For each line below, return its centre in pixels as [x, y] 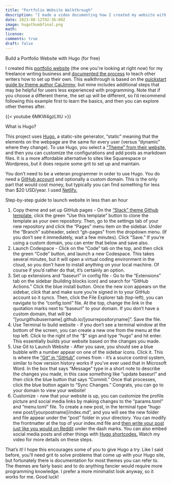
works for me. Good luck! [32, 477]
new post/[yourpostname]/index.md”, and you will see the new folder [86, 412]
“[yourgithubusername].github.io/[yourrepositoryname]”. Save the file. [87, 319]
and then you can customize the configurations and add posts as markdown [86, 153]
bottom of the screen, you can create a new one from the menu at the [87, 330]
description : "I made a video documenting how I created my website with [86, 15]
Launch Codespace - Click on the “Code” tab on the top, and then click [88, 248]
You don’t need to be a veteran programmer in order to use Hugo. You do [83, 173]
